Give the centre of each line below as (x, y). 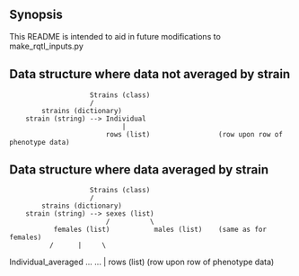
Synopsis (36, 15)
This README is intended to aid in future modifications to (115, 36)
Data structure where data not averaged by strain (150, 74)
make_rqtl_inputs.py (46, 46)
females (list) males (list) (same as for (160, 230)
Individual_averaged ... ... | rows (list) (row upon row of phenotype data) (142, 262)
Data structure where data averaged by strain (139, 170)
